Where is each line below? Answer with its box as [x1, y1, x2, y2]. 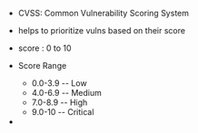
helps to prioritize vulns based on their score [17, 25, 186, 35]
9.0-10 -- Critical [31, 107, 94, 117]
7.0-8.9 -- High [31, 97, 88, 108]
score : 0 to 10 [17, 43, 72, 53]
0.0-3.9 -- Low [31, 78, 88, 89]
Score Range [17, 61, 67, 71]
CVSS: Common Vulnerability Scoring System [17, 8, 189, 18]
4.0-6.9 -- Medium [31, 88, 103, 98]
